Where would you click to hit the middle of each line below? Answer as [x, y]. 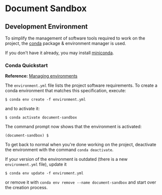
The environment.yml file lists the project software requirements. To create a [81, 85]
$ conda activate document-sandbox [41, 117]
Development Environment [46, 27]
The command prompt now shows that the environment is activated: [73, 127]
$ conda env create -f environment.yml [45, 100]
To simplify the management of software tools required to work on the [75, 38]
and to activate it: [22, 109]
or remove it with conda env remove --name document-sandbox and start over [81, 182]
